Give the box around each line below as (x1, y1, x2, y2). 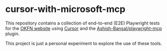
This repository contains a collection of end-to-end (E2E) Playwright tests (5, 20, 160, 26)
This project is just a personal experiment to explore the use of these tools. (5, 40, 162, 46)
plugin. (5, 30, 20, 36)
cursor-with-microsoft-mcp (5, 3, 126, 15)
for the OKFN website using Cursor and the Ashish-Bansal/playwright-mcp (5, 25, 162, 31)
